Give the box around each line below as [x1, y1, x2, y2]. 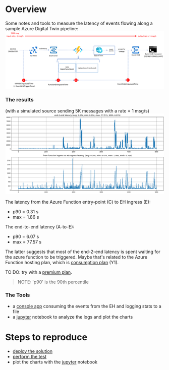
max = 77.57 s [12, 239, 42, 245]
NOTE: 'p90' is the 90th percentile [17, 279, 89, 285]
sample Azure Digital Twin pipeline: [5, 25, 78, 31]
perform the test [12, 353, 47, 359]
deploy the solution [12, 348, 53, 354]
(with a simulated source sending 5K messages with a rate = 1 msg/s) [5, 107, 150, 114]
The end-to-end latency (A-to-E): [5, 224, 75, 230]
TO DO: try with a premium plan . [5, 269, 72, 275]
